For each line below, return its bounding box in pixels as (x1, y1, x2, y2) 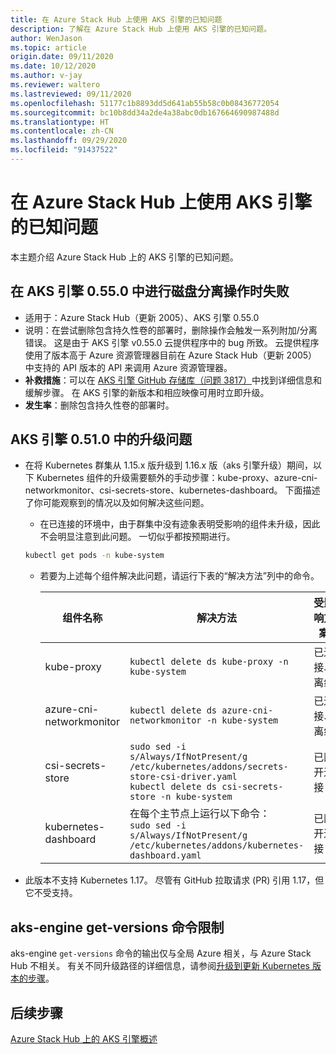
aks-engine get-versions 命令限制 (10, 919, 225, 936)
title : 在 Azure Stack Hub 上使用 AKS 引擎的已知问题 (10, 14, 223, 25)
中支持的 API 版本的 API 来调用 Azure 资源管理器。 (24, 361, 233, 373)
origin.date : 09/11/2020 (10, 52, 114, 62)
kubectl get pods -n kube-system (24, 551, 165, 561)
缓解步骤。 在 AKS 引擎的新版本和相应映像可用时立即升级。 (24, 386, 270, 398)
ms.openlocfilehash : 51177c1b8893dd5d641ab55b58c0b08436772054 (10, 98, 280, 108)
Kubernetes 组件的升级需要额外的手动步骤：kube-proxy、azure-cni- (36, 472, 318, 484)
